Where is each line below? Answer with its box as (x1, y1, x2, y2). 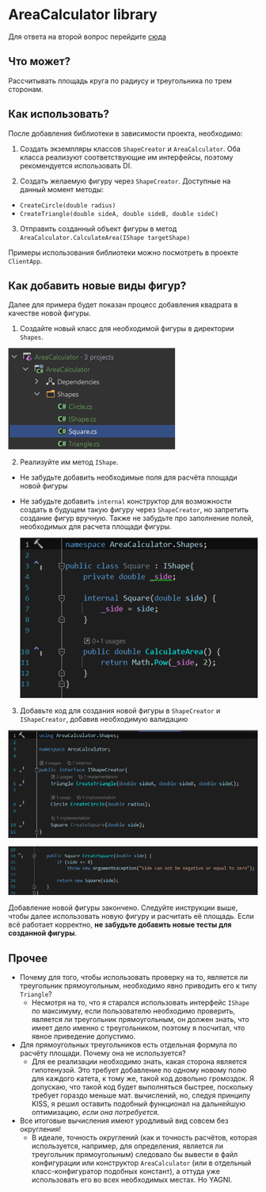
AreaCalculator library (8, 6, 158, 24)
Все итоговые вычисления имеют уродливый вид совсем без (19, 1116, 229, 1125)
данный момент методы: (19, 184, 104, 194)
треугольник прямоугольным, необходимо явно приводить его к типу (19, 981, 257, 990)
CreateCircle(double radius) (19, 201, 116, 210)
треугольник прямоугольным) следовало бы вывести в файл (31, 1150, 238, 1159)
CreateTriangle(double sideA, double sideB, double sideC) (19, 210, 219, 218)
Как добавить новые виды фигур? (8, 279, 187, 292)
